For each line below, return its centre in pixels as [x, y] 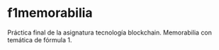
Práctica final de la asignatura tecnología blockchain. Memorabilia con [110, 32]
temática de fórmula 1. [40, 39]
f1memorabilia [50, 13]
